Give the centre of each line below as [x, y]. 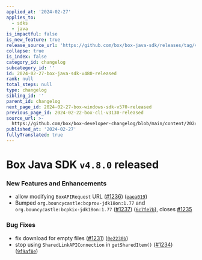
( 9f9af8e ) [26, 251]
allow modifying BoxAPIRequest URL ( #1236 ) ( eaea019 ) [81, 197]
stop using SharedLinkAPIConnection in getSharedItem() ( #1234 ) [94, 244]
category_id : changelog [36, 62]
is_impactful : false [32, 34]
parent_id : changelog [33, 101]
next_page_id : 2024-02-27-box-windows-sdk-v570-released [79, 107]
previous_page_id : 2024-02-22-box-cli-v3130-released [75, 113]
